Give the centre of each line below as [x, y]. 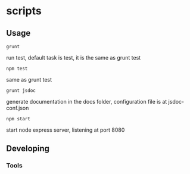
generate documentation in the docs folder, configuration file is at [87, 102]
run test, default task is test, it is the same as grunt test [74, 58]
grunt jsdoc [21, 91]
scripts [24, 11]
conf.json [18, 108]
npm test [17, 69]
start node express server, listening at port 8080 [66, 130]
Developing [28, 149]
